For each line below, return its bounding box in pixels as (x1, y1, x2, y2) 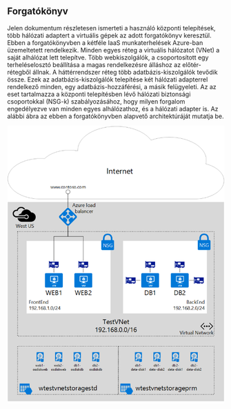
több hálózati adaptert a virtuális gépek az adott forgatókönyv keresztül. (7, 31, 212, 39)
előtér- (182, 60, 202, 68)
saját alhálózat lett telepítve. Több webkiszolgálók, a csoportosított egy (7, 53, 209, 61)
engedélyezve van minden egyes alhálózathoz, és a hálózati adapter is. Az (7, 104, 219, 113)
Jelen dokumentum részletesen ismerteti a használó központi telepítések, (7, 23, 216, 32)
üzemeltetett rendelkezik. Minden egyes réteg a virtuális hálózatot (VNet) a (7, 46, 220, 54)
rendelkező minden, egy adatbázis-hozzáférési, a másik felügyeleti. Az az (7, 82, 217, 91)
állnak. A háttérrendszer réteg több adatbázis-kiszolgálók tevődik (32, 68, 219, 76)
